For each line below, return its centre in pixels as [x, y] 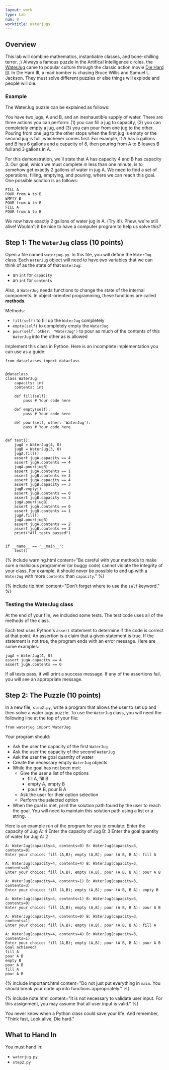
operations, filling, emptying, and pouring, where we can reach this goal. [80, 175]
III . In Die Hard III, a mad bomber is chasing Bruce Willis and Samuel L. [78, 73]
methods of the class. [28, 621]
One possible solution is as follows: [42, 181]
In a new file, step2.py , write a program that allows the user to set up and [81, 707]
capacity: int [29, 383]
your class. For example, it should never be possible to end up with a [76, 571]
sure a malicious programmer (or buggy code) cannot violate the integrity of [84, 566]
